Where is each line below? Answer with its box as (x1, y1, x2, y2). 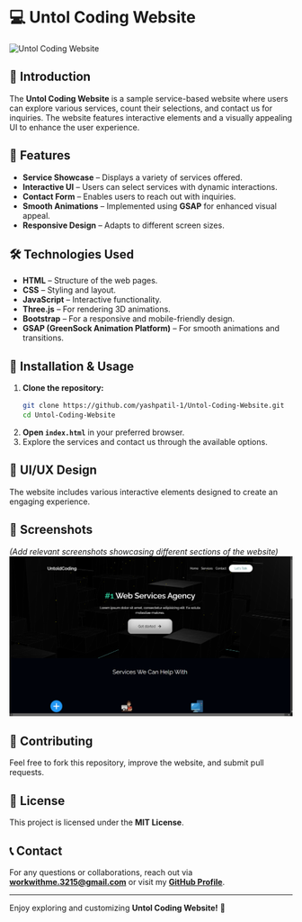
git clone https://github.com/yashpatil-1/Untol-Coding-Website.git (22, 402, 285, 411)
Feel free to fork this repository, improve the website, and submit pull (9, 757, 264, 768)
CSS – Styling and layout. (22, 285, 117, 295)
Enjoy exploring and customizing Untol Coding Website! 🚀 (9, 902, 226, 913)
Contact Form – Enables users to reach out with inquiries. (22, 191, 236, 202)
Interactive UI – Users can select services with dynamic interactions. (22, 181, 278, 192)
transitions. (22, 332, 65, 343)
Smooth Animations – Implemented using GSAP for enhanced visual (22, 200, 277, 212)
